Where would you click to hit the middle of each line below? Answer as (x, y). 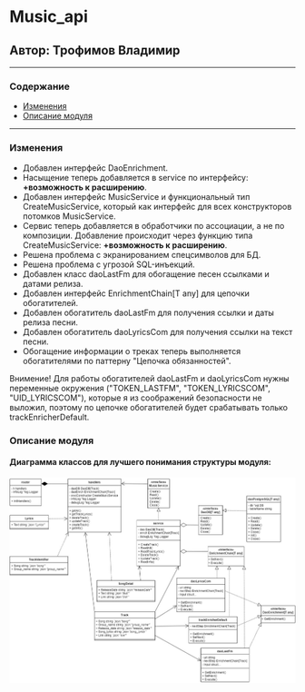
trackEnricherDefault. (49, 417)
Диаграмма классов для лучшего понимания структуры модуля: (140, 462)
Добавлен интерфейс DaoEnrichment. (95, 168)
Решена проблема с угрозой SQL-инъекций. (108, 264)
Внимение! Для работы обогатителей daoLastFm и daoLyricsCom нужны (149, 378)
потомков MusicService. (69, 216)
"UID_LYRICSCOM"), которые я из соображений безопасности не (136, 398)
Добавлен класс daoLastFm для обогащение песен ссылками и (146, 273)
